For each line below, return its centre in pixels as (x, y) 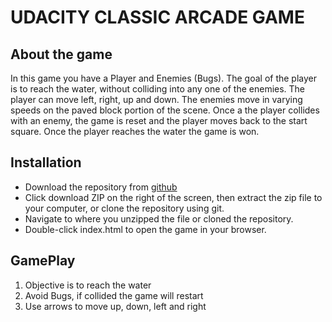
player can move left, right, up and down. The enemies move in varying (156, 99)
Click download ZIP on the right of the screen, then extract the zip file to (173, 197)
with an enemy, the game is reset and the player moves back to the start (159, 120)
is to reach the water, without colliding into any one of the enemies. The (158, 89)
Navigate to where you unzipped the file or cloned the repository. (159, 218)
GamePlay (43, 261)
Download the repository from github (101, 187)
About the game (61, 54)
